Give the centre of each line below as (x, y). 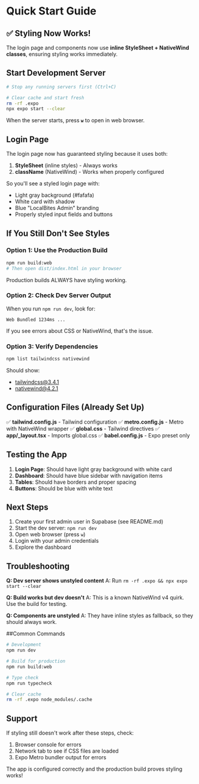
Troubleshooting (38, 566)
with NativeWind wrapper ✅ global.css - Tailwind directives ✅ (83, 428)
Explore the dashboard (43, 547)
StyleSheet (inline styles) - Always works (66, 165)
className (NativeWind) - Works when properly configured (89, 172)
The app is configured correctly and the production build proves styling (94, 769)
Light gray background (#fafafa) (55, 195)
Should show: (23, 371)
